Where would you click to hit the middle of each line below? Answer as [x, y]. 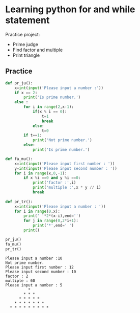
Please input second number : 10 [41, 272]
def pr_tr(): [19, 202]
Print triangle [26, 55]
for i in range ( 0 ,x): [37, 211]
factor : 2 [17, 276]
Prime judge [25, 44]
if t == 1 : [33, 136]
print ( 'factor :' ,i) [54, 183]
